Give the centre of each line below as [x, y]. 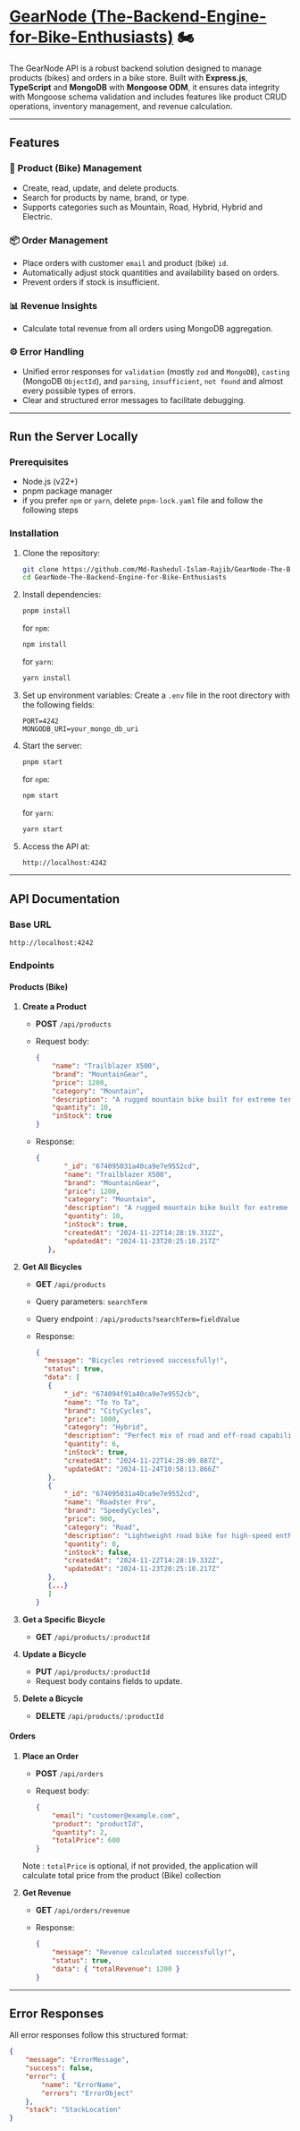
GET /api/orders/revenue [83, 1911]
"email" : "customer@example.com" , [116, 1816]
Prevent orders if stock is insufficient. [91, 282]
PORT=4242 [41, 721]
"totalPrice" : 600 [86, 1841]
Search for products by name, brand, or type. [105, 197]
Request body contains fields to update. [109, 1680]
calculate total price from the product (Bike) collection [121, 1876]
